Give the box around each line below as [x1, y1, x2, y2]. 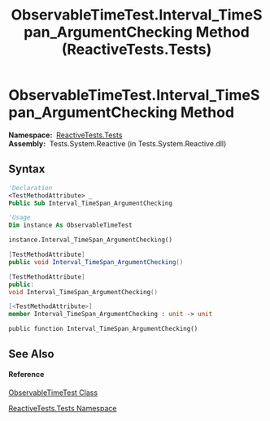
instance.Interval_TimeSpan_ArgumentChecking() [8, 236, 173, 245]
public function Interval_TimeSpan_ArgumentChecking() [8, 325, 198, 333]
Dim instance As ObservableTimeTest [8, 221, 133, 229]
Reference [8, 370, 45, 380]
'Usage [8, 214, 31, 222]
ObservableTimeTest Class [8, 388, 98, 397]
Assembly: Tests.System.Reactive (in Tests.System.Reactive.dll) [8, 138, 227, 148]
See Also [8, 347, 54, 361]
